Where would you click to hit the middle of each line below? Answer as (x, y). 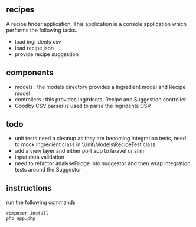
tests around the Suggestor (48, 170)
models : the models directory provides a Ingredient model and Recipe (100, 87)
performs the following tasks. (42, 30)
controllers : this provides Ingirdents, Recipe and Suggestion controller (100, 99)
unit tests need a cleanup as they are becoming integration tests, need (100, 139)
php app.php (21, 218)
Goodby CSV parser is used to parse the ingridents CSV (83, 106)
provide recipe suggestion (46, 54)
